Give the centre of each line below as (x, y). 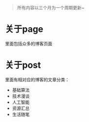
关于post (23, 65)
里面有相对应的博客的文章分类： (37, 80)
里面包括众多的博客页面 (29, 43)
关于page (24, 29)
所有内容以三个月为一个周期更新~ (51, 8)
